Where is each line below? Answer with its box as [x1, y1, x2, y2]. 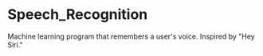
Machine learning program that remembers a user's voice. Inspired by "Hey [7, 32, 256, 41]
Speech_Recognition [7, 6, 148, 24]
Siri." [7, 39, 23, 49]
